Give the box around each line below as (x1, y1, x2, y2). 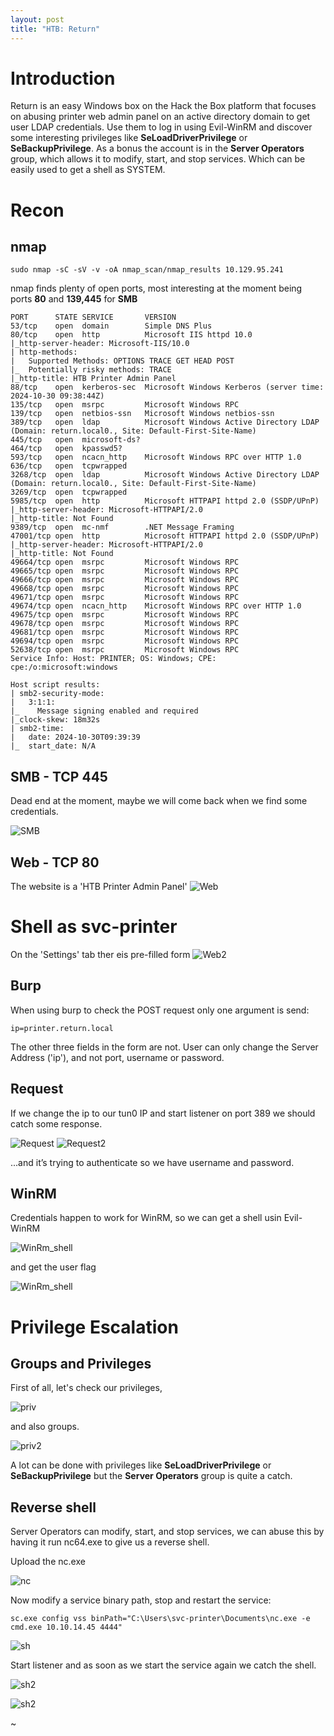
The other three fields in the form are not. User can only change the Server (10, 1041, 319, 1053)
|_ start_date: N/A (10, 741, 97, 751)
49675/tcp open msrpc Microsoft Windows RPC (10, 610, 240, 620)
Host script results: (10, 680, 101, 690)
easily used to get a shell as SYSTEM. (10, 164, 166, 176)
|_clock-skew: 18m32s (10, 715, 101, 725)
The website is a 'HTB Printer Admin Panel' (10, 881, 188, 893)
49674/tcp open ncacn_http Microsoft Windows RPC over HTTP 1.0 (10, 601, 302, 611)
